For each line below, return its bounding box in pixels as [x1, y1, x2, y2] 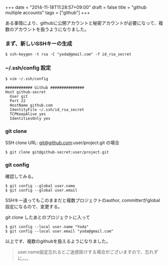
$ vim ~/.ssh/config [5, 76, 49, 81]
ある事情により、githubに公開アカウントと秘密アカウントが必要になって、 [5, 20, 159, 26]
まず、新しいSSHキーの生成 [5, 40, 72, 47]
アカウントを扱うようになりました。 [14, 26, 89, 32]
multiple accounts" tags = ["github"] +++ [5, 10, 91, 16]
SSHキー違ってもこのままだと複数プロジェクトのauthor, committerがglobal [5, 197, 160, 204]
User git [10, 94, 28, 99]
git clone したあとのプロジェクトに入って [5, 214, 91, 221]
